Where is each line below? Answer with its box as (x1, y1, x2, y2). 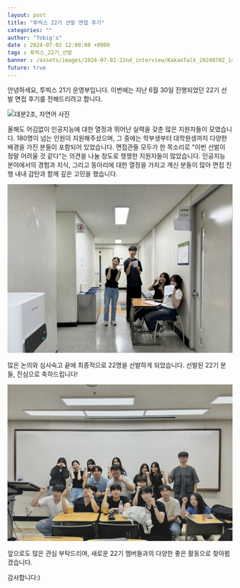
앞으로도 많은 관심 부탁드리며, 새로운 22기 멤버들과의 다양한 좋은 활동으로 (7, 549, 211, 557)
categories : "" (7, 26, 53, 34)
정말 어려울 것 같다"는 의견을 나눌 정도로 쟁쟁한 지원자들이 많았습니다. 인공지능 (7, 151, 226, 160)
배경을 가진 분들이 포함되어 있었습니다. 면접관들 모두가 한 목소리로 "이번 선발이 (7, 143, 226, 151)
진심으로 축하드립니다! (16, 370, 79, 378)
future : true (7, 64, 46, 71)
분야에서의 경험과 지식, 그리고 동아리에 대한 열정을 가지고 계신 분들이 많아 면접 (7, 161, 225, 169)
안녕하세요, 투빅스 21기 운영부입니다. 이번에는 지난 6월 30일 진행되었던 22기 (7, 86, 220, 94)
